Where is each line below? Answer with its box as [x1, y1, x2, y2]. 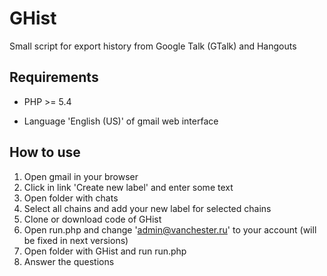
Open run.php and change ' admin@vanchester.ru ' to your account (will [23, 223, 317, 236]
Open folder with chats [23, 192, 119, 204]
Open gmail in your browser [23, 170, 139, 182]
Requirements [9, 69, 99, 86]
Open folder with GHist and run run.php [23, 245, 187, 257]
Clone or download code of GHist [23, 213, 162, 225]
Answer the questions [23, 255, 115, 267]
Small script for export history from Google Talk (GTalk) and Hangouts [9, 40, 297, 52]
